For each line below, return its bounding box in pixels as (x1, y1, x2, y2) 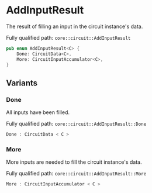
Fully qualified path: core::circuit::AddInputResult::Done (6, 120, 147, 127)
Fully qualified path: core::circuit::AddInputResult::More (6, 170, 147, 177)
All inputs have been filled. (6, 109, 70, 116)
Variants (6, 78, 38, 88)
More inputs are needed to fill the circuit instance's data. (6, 158, 142, 166)
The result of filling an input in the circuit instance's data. (6, 23, 143, 30)
